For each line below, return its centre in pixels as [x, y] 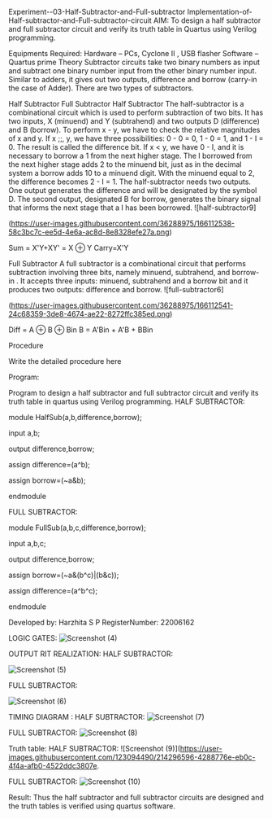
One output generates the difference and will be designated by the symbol [133, 190]
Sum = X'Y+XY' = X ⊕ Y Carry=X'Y [69, 248]
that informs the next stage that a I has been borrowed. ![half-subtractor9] [132, 208]
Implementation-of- [220, 12]
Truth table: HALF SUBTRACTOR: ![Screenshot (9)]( [95, 749]
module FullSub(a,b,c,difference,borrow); [77, 528]
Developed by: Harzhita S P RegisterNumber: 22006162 [101, 622]
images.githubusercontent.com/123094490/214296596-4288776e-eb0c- [132, 757]
